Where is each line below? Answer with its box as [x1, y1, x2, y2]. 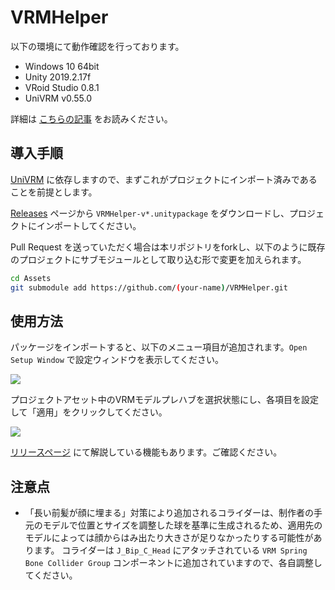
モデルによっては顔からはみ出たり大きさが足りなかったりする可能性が [24, 532, 314, 544]
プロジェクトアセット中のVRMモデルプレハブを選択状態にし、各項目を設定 [10, 394, 320, 406]
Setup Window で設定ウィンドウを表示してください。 [10, 354, 225, 366]
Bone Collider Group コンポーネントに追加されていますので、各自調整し [24, 557, 323, 569]
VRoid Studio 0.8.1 [24, 81, 100, 93]
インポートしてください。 [36, 219, 142, 231]
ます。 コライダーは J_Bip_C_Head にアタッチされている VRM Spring [33, 544, 308, 556]
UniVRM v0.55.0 [24, 92, 93, 104]
